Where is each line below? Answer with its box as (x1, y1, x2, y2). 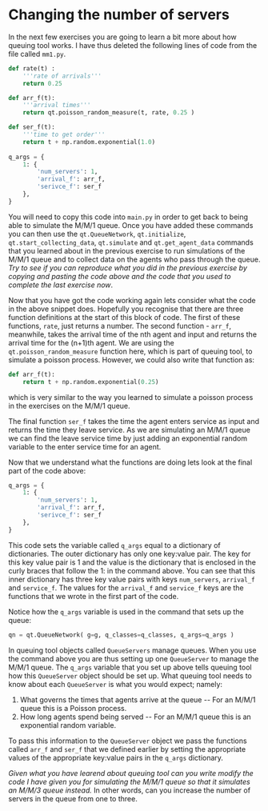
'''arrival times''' (22, 102, 91, 110)
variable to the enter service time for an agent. (8, 441, 162, 451)
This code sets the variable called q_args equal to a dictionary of (8, 540, 222, 549)
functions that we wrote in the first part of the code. (8, 591, 179, 601)
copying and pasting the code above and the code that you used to (8, 271, 231, 281)
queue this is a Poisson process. (19, 703, 127, 713)
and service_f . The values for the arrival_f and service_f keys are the (8, 582, 244, 593)
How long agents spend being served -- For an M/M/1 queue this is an (19, 712, 252, 721)
